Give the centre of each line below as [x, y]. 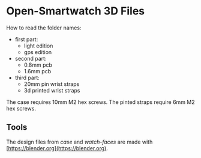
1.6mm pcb [37, 71]
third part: [27, 77]
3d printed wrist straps [52, 90]
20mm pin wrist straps [52, 84]
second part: [31, 58]
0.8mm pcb [38, 65]
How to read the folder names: [44, 28]
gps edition [38, 52]
